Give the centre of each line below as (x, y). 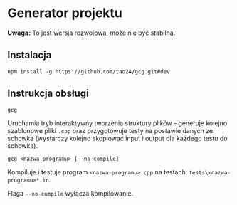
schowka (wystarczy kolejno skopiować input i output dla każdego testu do (117, 138)
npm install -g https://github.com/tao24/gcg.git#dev (89, 72)
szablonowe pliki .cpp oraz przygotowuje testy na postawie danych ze (110, 130)
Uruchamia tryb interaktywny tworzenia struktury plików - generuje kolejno (117, 123)
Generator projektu (65, 13)
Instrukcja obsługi (48, 94)
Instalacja (30, 55)
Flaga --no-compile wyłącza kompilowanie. (70, 193)
